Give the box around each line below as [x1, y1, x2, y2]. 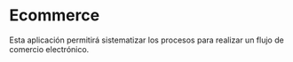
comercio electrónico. [9, 43, 90, 54]
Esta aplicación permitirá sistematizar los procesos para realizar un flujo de [9, 35, 284, 45]
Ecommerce [9, 5, 100, 26]
